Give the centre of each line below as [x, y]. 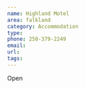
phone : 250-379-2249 [37, 39]
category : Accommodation [43, 26]
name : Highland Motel [38, 13]
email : [17, 46]
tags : [15, 59]
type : [15, 33]
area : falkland [29, 20]
